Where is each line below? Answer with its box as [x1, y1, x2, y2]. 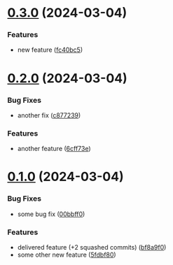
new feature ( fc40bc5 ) [17, 45, 83, 54]
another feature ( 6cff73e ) [17, 145, 91, 153]
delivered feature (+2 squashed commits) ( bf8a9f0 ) [17, 243, 167, 252]
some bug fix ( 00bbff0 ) [17, 210, 85, 218]
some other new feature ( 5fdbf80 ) [17, 250, 117, 259]
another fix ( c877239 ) [17, 110, 81, 120]
